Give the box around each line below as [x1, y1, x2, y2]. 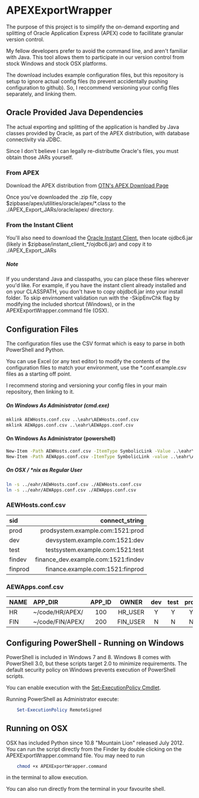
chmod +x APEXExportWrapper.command [17, 763, 108, 769]
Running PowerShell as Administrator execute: [6, 695, 119, 702]
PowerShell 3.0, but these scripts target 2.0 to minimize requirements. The [6, 660, 188, 667]
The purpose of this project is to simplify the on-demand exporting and [6, 23, 179, 30]
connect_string [100, 516, 144, 524]
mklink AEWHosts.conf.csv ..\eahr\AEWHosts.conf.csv [6, 417, 139, 423]
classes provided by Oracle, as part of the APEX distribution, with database [6, 129, 190, 136]
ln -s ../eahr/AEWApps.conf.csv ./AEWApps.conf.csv [6, 487, 136, 493]
